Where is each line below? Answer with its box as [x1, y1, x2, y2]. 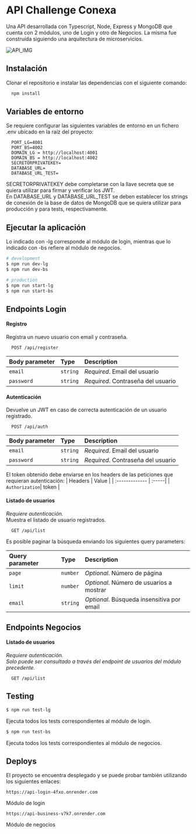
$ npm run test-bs [6, 729, 51, 735]
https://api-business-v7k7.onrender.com [6, 811, 106, 817]
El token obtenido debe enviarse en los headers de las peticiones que [6, 471, 173, 478]
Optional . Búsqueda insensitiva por [85, 595, 181, 603]
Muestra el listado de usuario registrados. [6, 516, 106, 523]
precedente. [6, 664, 36, 671]
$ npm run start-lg [6, 282, 54, 289]
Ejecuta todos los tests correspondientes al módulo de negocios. [6, 739, 162, 746]
